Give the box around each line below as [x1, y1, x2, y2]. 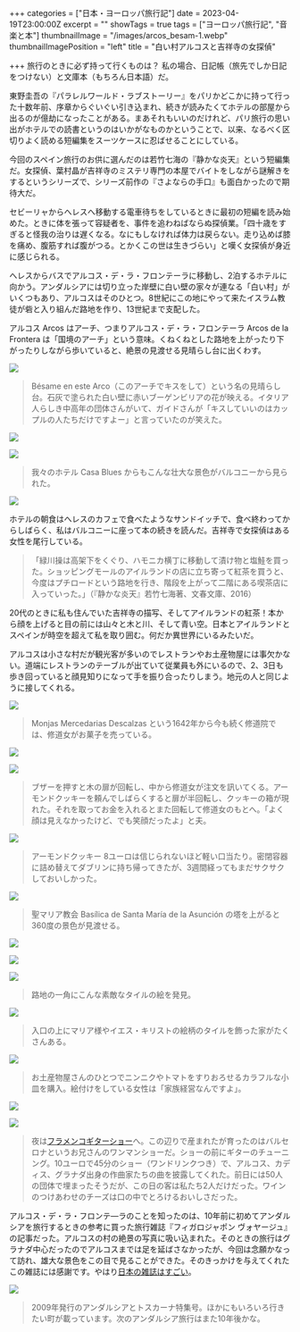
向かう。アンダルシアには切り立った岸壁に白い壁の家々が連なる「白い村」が [9, 281, 290, 292]
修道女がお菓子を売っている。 [46, 729, 157, 740]
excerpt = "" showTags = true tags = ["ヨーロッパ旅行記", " [62, 19, 279, 29]
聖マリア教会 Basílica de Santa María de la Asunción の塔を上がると [30, 909, 281, 919]
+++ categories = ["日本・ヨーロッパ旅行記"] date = [9, 8, 201, 18]
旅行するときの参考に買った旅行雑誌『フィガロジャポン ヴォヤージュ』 [32, 1222, 288, 1232]
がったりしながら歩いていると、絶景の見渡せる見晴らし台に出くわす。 [9, 345, 266, 356]
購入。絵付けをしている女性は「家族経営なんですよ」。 [46, 1084, 246, 1093]
